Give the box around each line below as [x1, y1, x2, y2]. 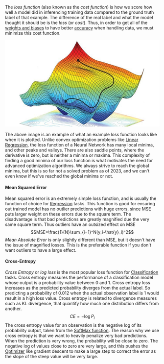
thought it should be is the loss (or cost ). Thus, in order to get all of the [5, 20, 148, 25]
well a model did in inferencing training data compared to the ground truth [5, 9, 154, 15]
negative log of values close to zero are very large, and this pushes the [5, 343, 148, 349]
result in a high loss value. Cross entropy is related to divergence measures [5, 295, 157, 301]
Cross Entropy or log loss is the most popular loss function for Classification [5, 269, 159, 275]
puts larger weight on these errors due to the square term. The [5, 211, 131, 217]
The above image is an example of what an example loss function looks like [5, 132, 158, 138]
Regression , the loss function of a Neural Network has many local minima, [5, 142, 154, 148]
